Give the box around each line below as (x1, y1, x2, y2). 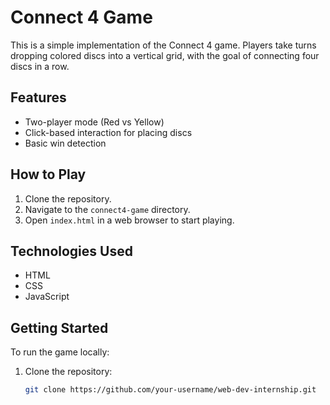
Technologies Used (10, 242, 133, 260)
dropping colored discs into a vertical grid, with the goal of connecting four (10, 49, 320, 61)
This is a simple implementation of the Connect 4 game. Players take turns (10, 39, 317, 51)
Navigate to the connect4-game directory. (24, 203, 191, 215)
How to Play (10, 166, 87, 183)
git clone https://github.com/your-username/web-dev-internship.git (24, 385, 317, 395)
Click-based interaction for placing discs (24, 126, 193, 138)
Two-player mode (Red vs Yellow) (24, 116, 165, 128)
